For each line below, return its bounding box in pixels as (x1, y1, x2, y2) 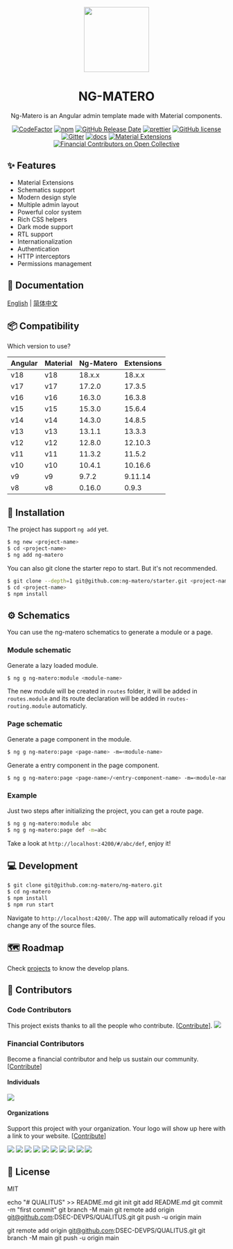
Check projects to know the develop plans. (7, 964, 130, 972)
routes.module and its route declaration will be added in (7, 694, 166, 703)
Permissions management (17, 259, 92, 267)
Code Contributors (7, 1005, 71, 1014)
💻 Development (7, 860, 78, 871)
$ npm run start (7, 901, 54, 908)
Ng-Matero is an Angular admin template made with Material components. (10, 111, 223, 119)
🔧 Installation (7, 507, 65, 519)
